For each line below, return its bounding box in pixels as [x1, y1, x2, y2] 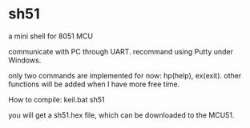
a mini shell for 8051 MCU [8, 31, 94, 41]
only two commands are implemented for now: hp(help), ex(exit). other [8, 70, 242, 80]
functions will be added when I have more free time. [8, 79, 180, 89]
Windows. [8, 55, 42, 65]
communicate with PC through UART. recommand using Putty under [8, 46, 234, 56]
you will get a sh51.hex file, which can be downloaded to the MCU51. [8, 110, 235, 120]
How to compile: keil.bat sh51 [8, 94, 105, 104]
